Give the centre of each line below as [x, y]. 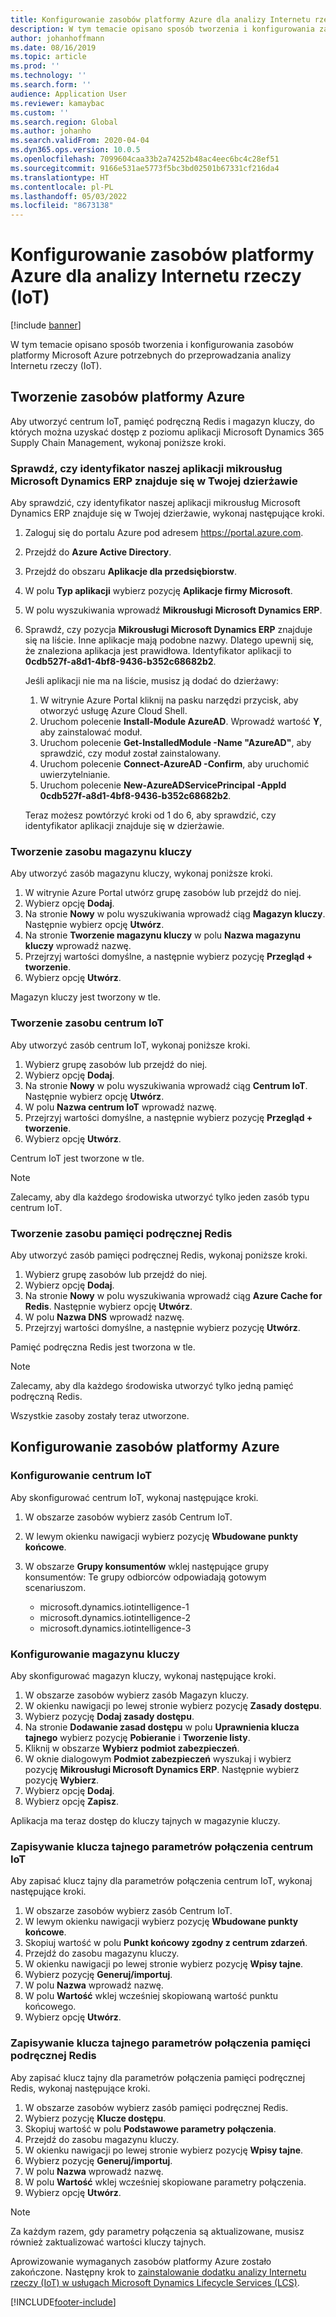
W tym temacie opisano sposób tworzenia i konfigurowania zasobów [152, 345]
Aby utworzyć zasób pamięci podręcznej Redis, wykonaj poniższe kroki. [159, 1255]
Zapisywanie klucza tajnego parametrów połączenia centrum [162, 1846]
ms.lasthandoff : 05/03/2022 [69, 196]
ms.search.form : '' [51, 85]
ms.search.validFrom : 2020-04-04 [80, 141]
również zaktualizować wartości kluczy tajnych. [108, 2242]
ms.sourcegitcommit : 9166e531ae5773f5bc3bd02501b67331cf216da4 [145, 168]
